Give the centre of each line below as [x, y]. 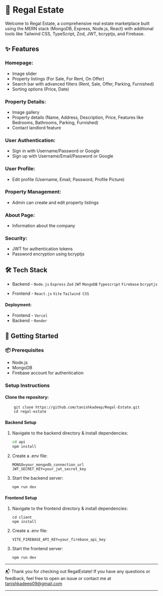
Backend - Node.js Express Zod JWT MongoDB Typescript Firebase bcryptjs [85, 284]
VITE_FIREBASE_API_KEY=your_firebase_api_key [59, 540]
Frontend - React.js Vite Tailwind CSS [50, 293]
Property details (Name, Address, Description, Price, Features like [78, 117]
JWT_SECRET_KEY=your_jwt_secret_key [49, 469]
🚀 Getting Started [32, 336]
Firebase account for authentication [48, 373]
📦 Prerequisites [24, 350]
